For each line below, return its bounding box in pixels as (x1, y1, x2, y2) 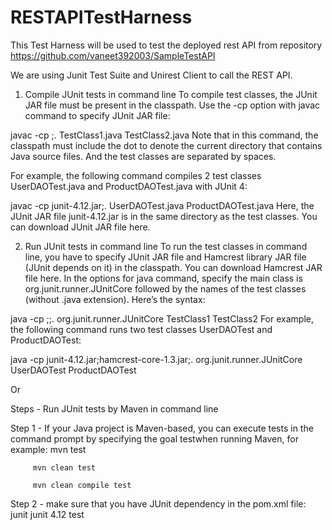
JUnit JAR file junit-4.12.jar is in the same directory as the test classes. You (10, 210, 318, 222)
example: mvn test (10, 443, 87, 455)
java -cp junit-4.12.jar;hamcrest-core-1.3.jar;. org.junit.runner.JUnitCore (10, 353, 303, 365)
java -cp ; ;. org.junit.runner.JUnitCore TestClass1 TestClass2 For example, (10, 312, 314, 325)
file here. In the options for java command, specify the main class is (24, 272, 303, 284)
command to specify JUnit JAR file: (24, 109, 171, 121)
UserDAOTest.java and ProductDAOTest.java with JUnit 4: (10, 180, 248, 192)
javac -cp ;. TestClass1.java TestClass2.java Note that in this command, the (10, 129, 319, 141)
